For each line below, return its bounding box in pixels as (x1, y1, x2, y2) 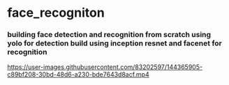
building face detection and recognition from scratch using (7, 30, 212, 40)
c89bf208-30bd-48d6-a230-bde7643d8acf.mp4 (7, 70, 149, 79)
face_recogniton (7, 5, 105, 21)
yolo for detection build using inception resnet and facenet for (7, 38, 222, 48)
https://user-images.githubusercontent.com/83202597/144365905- (7, 63, 203, 71)
